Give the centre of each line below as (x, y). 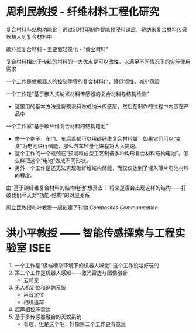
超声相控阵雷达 (32, 309)
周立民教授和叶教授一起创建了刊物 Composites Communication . (83, 207)
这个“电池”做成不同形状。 (61, 160)
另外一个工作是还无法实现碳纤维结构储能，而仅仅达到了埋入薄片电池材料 (102, 168)
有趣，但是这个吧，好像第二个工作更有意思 (75, 324)
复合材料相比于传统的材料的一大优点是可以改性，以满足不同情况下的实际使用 (98, 62)
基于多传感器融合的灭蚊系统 (48, 317)
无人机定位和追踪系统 (40, 287)
